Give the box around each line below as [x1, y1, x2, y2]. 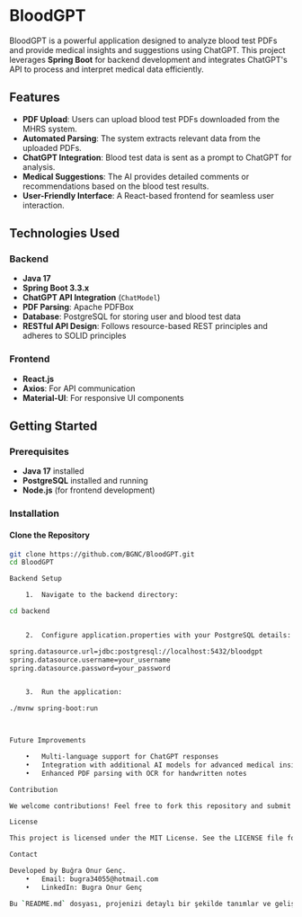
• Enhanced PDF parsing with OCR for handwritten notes [25, 769, 247, 778]
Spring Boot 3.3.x [22, 282, 90, 293]
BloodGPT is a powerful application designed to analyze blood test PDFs [9, 35, 278, 46]
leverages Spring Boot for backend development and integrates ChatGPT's [9, 54, 288, 65]
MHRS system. [22, 123, 78, 134]
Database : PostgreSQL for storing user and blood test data [22, 311, 241, 322]
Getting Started [9, 419, 98, 434]
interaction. [22, 200, 65, 210]
